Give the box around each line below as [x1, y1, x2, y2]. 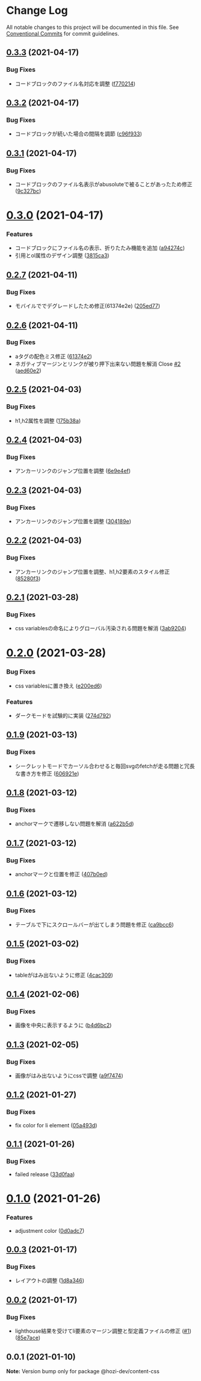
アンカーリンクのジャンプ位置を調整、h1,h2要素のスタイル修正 [14, 568, 170, 575]
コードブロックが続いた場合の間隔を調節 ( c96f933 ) [14, 130, 143, 137]
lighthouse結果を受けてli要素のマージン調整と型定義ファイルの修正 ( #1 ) [14, 1327, 191, 1335]
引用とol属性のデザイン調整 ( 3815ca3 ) [14, 252, 110, 259]
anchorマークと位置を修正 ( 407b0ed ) [14, 871, 108, 878]
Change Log [6, 4, 68, 17]
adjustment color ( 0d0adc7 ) [14, 1227, 85, 1234]
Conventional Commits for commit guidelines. [6, 30, 119, 37]
